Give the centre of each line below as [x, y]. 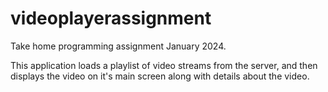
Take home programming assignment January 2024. [118, 46]
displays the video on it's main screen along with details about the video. [160, 76]
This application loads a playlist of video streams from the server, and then [164, 65]
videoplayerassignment [111, 18]
